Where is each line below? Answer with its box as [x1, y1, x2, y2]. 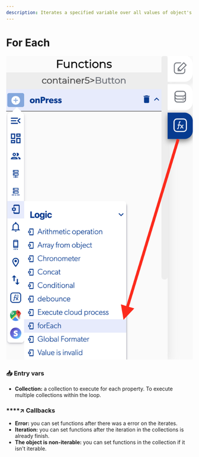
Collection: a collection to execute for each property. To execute [14, 385, 173, 392]
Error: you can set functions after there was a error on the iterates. [14, 420, 178, 427]
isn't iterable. [14, 445, 47, 452]
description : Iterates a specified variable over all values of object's [6, 10, 192, 15]
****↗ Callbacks [6, 406, 55, 414]
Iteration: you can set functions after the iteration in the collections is [14, 426, 184, 433]
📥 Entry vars [6, 369, 44, 377]
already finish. [14, 433, 50, 440]
